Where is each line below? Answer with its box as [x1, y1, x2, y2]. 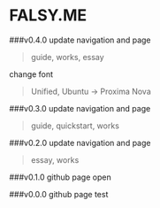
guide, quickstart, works [30, 120, 119, 131]
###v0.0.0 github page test [9, 189, 109, 199]
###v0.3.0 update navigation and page [9, 103, 151, 113]
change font [9, 68, 54, 80]
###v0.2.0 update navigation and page [9, 137, 151, 148]
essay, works [30, 154, 80, 165]
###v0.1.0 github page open [9, 172, 112, 182]
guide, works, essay [30, 51, 104, 62]
